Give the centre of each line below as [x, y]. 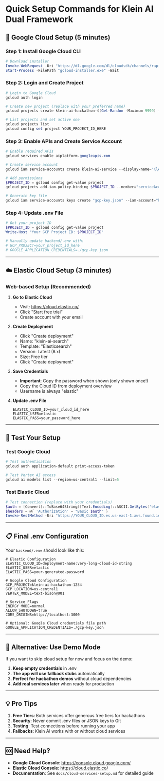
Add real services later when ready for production [63, 683]
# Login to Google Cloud [31, 93]
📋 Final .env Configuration [47, 536]
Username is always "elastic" [49, 391]
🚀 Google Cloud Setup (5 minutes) [58, 37]
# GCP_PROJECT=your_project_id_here [43, 245]
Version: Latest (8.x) [40, 352]
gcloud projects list [27, 124]
